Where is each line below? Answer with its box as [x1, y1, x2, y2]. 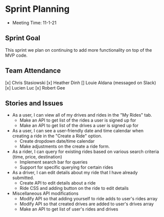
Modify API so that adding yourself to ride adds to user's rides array [19, 196, 158, 202]
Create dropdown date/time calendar [19, 138, 95, 144]
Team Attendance [5, 66, 61, 75]
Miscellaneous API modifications [12, 190, 79, 196]
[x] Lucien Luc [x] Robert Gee [5, 85, 66, 91]
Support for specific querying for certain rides [19, 164, 113, 170]
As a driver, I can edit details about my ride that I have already [12, 170, 138, 176]
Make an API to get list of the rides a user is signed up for [19, 117, 136, 124]
